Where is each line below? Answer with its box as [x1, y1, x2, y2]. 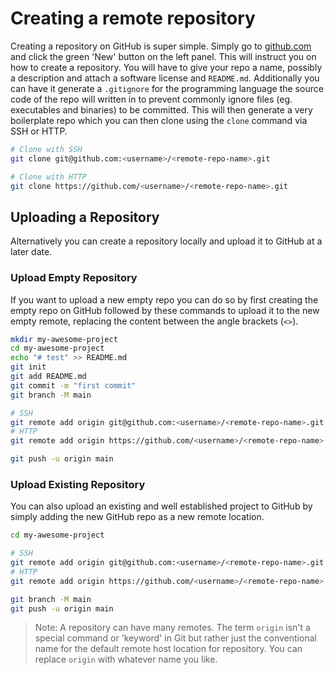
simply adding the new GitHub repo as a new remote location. [10, 511, 265, 523]
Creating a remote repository [10, 7, 256, 30]
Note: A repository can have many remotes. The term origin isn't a [34, 622, 311, 634]
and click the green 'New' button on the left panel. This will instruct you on [10, 50, 317, 62]
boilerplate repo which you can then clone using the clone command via [10, 114, 308, 126]
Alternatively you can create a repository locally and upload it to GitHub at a [10, 235, 323, 247]
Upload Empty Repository [10, 271, 138, 285]
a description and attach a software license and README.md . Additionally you [10, 72, 320, 84]
